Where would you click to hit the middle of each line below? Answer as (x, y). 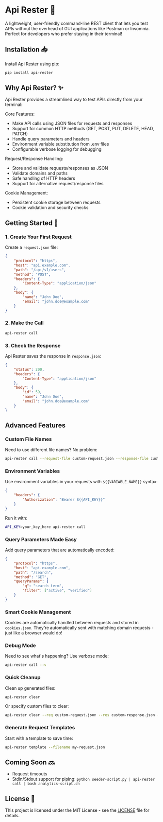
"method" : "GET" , (31, 577)
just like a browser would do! (34, 633)
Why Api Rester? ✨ (34, 88)
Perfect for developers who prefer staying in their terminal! (64, 34)
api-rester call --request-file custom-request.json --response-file (77, 459)
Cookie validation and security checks (50, 208)
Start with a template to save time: (39, 738)
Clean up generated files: (30, 688)
